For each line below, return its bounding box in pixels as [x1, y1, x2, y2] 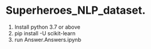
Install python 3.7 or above [14, 23, 81, 30]
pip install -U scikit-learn [14, 29, 76, 36]
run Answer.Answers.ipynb [14, 36, 82, 43]
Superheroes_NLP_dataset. [5, 4, 146, 17]
